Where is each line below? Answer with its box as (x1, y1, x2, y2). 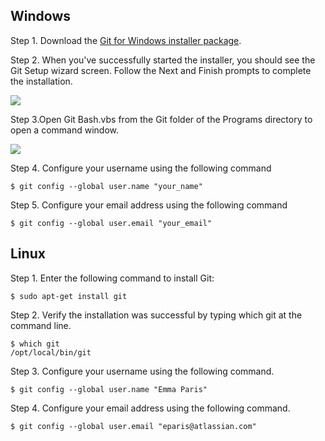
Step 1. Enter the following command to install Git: (10, 272, 215, 284)
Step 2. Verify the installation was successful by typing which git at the (10, 309, 303, 321)
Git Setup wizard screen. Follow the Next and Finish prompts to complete (10, 64, 312, 76)
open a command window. (10, 124, 119, 136)
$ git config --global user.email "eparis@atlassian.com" (10, 421, 257, 431)
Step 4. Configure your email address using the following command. (10, 402, 291, 414)
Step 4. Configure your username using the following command (10, 162, 272, 174)
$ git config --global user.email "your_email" (10, 218, 213, 228)
